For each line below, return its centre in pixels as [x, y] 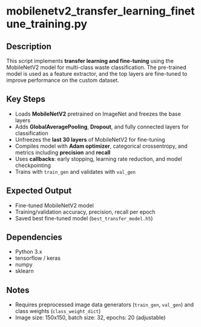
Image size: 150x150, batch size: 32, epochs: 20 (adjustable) [90, 318]
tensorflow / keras [38, 258]
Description [29, 46]
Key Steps [26, 99]
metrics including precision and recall [63, 152]
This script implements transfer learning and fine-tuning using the [90, 61]
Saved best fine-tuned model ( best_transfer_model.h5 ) [84, 218]
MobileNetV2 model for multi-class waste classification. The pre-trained [96, 67]
